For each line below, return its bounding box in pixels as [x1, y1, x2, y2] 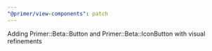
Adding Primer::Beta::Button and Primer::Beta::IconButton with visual [7, 29, 206, 38]
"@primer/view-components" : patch [7, 10, 109, 17]
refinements [7, 36, 42, 45]
